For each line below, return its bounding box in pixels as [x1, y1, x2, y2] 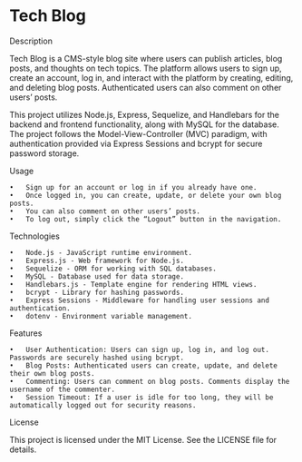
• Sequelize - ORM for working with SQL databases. [9, 264, 218, 273]
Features [9, 328, 43, 339]
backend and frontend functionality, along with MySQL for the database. [9, 119, 279, 130]
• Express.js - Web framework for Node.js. [9, 256, 184, 265]
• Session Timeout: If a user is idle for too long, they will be [9, 392, 274, 402]
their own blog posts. [9, 369, 95, 378]
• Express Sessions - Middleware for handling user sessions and [9, 296, 270, 305]
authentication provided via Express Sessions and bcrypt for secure [9, 138, 263, 149]
